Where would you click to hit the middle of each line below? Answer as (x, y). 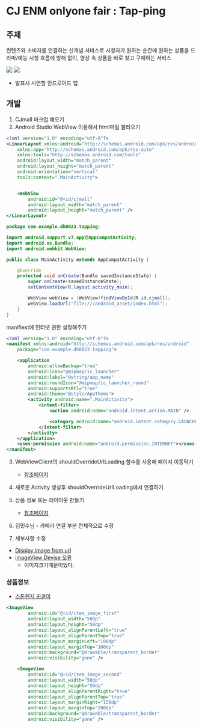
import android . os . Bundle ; (40, 243)
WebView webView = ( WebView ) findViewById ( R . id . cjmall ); (99, 298)
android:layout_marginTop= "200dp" (71, 708)
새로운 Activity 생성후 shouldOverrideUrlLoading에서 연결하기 (89, 488)
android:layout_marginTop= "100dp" (71, 647)
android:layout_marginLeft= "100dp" (72, 641)
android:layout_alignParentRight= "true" (79, 691)
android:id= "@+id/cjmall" (60, 199)
